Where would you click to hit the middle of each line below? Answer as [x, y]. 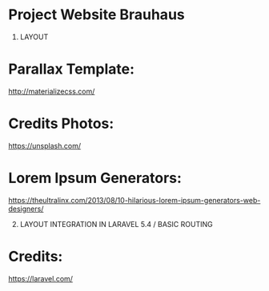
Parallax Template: [71, 69]
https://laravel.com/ [41, 278]
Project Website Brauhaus [97, 15]
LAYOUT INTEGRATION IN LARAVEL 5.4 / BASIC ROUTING [116, 224]
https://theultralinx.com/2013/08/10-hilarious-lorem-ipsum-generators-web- [134, 200]
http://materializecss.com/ [52, 91]
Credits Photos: [61, 124]
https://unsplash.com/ [45, 145]
